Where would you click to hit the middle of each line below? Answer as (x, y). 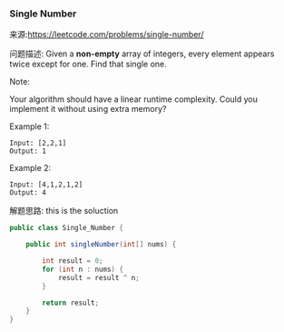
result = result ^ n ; (99, 277)
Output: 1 (28, 151)
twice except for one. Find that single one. (88, 64)
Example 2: (30, 168)
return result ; (71, 303)
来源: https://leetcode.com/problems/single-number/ (107, 35)
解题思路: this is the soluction (64, 211)
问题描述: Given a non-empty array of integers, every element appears (142, 54)
